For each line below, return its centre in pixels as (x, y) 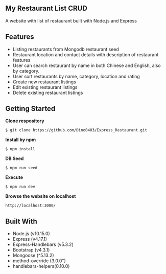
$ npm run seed (21, 168)
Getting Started (30, 109)
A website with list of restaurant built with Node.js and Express (71, 20)
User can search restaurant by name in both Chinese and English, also (87, 65)
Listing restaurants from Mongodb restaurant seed (66, 49)
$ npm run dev (20, 187)
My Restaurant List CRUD (46, 8)
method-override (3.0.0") (39, 261)
